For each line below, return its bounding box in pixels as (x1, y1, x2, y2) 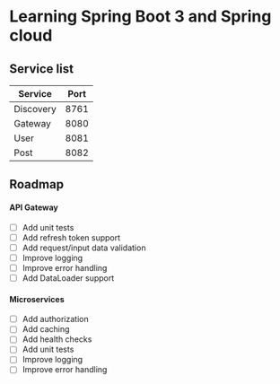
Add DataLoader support (22, 272, 115, 284)
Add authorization (22, 314, 89, 325)
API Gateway (9, 202, 58, 213)
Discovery (13, 103, 57, 115)
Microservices (9, 293, 65, 304)
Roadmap (9, 177, 65, 192)
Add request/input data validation (22, 242, 146, 253)
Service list (9, 61, 74, 76)
